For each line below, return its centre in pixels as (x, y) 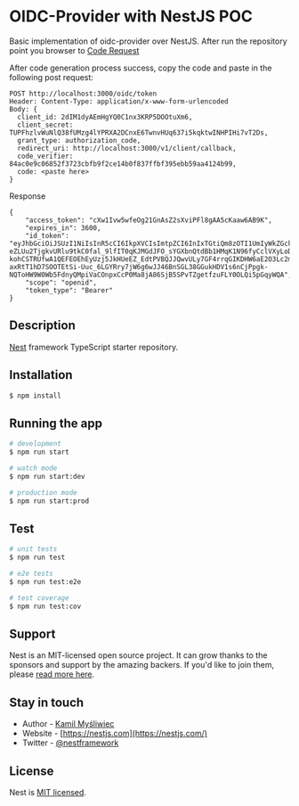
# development (36, 444)
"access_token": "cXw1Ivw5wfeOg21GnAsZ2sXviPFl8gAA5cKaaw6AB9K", (149, 220)
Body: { (24, 109)
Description (42, 326)
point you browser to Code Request (74, 50)
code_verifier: (45, 156)
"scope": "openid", (61, 283)
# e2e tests (31, 574)
